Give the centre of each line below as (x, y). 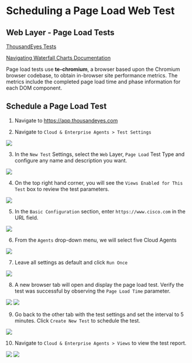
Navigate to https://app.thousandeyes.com (66, 120)
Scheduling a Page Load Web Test (90, 11)
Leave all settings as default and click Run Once (71, 262)
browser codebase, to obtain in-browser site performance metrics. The (92, 75)
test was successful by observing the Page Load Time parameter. (92, 291)
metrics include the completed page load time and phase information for (93, 82)
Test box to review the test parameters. (62, 189)
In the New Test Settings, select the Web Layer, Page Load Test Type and (100, 154)
